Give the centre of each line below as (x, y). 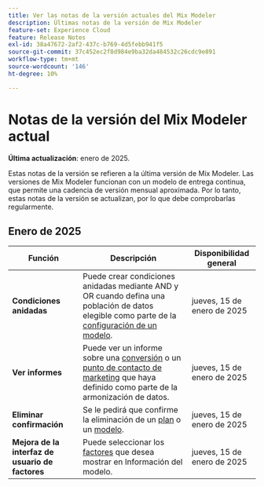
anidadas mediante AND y (130, 286)
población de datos (118, 306)
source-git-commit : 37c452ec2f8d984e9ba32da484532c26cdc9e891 (112, 52)
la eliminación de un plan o (132, 419)
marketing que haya (119, 378)
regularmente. (31, 207)
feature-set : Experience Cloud (59, 30)
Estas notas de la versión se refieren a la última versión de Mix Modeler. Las (131, 173)
